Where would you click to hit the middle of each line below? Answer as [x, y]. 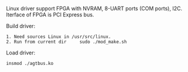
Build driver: [21, 26]
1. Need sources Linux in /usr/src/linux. [59, 37]
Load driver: [21, 53]
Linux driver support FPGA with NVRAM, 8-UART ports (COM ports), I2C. [94, 8]
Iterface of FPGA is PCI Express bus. [50, 15]
